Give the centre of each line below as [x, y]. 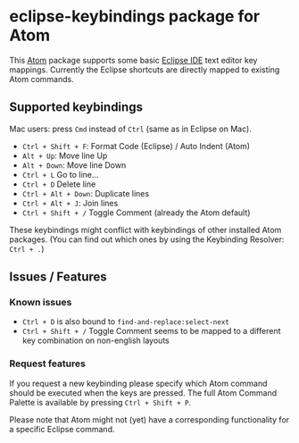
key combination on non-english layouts [96, 340]
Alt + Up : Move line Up [65, 155]
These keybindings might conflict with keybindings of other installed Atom [145, 230]
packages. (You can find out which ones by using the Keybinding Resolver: [147, 239]
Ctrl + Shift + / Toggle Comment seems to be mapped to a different [151, 331]
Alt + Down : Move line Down [74, 165]
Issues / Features [58, 277]
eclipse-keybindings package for [135, 17]
